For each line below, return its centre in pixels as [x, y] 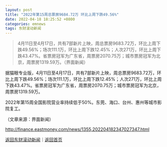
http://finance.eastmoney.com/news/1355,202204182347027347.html [77, 129]
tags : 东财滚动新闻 [23, 29]
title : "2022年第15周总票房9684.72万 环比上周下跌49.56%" [62, 15]
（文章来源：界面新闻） [29, 119]
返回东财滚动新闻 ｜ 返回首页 [34, 140]
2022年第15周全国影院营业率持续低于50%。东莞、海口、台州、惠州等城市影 [83, 102]
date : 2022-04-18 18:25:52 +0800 [40, 19]
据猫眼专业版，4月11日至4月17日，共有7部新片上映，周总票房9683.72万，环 [83, 73]
